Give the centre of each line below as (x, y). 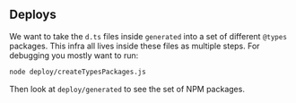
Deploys (33, 15)
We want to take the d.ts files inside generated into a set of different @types (148, 36)
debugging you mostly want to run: (74, 55)
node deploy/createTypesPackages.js (78, 72)
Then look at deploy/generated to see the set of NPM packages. (127, 89)
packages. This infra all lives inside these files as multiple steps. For (135, 46)
